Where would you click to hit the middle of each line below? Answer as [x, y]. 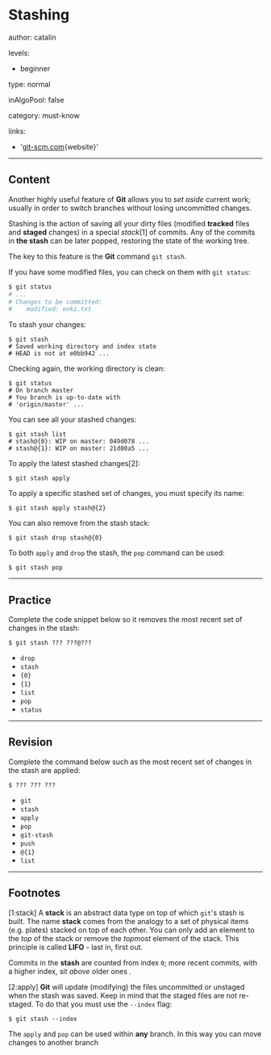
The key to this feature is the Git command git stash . [98, 256]
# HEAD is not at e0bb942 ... [59, 354]
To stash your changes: [47, 325]
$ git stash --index [43, 1019]
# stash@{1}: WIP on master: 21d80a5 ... [79, 449]
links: [17, 131]
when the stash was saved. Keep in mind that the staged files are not [123, 995]
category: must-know [44, 116]
